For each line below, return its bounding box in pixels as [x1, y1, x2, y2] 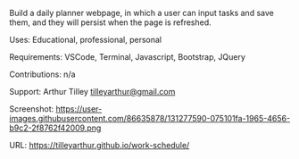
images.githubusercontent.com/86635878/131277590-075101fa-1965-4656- [9, 113, 291, 123]
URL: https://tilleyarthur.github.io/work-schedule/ [9, 140, 190, 150]
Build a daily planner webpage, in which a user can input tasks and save [9, 8, 274, 18]
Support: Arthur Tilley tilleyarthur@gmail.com [9, 87, 176, 96]
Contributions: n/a [9, 69, 76, 79]
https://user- [55, 104, 103, 114]
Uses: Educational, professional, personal [9, 35, 162, 45]
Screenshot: [9, 104, 54, 114]
